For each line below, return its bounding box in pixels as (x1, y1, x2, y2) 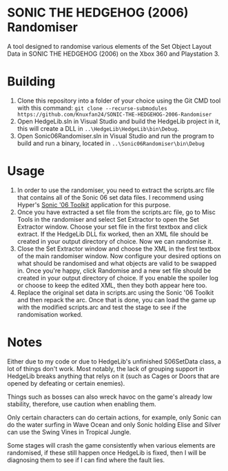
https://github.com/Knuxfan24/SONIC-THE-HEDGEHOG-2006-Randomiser (17, 111, 212, 118)
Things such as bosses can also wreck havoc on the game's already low (7, 392, 213, 401)
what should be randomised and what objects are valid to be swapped (17, 259, 217, 267)
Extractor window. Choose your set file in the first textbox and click (17, 222, 208, 231)
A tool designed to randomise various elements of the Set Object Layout (7, 42, 212, 50)
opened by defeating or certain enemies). (7, 379, 125, 387)
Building (7, 74, 56, 90)
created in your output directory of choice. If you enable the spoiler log (17, 273, 219, 282)
